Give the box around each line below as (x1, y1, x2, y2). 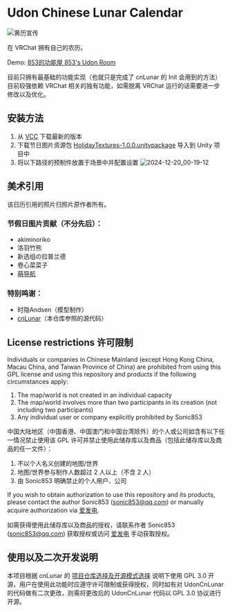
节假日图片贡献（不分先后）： (7, 219, 103, 229)
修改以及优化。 (7, 90, 50, 98)
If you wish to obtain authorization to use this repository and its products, (7, 490, 215, 498)
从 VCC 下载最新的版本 (17, 132, 83, 140)
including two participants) (17, 405, 94, 414)
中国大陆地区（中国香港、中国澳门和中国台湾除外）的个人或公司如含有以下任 (7, 427, 225, 435)
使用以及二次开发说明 (7, 552, 98, 563)
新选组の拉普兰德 (17, 252, 66, 261)
